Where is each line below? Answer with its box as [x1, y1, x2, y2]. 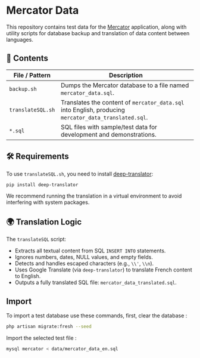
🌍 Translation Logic [6, 217, 82, 227]
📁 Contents [6, 53, 49, 63]
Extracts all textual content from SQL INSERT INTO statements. [14, 247, 166, 254]
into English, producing [60, 106, 125, 114]
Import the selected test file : [6, 334, 77, 341]
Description [109, 71, 143, 79]
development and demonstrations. [60, 130, 157, 138]
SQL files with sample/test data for [60, 123, 158, 131]
